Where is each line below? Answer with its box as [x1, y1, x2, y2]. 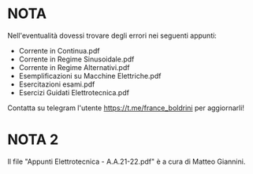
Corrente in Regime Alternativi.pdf [18, 62, 130, 72]
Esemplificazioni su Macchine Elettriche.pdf [18, 71, 162, 80]
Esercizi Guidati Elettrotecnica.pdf [18, 87, 129, 97]
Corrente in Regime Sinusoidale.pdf [18, 54, 135, 64]
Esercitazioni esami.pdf [18, 80, 95, 89]
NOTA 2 [7, 131, 59, 149]
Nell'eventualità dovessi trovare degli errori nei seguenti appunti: [7, 31, 218, 40]
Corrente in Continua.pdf [18, 46, 100, 55]
